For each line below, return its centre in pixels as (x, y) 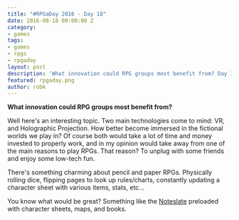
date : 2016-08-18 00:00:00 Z (51, 21)
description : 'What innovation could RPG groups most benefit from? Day (117, 73)
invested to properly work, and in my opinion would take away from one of (116, 144)
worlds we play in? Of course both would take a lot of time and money (110, 136)
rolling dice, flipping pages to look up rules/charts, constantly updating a (114, 180)
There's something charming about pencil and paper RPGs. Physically (110, 172)
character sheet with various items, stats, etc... (76, 188)
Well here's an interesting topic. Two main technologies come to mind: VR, (116, 121)
